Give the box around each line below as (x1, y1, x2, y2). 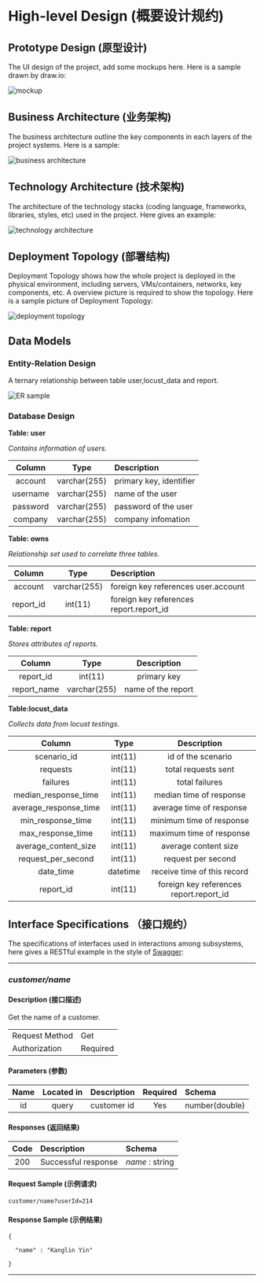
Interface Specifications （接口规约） (8, 917, 194, 931)
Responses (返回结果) (8, 1123, 80, 1132)
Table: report (8, 624, 52, 634)
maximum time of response (149, 828, 251, 839)
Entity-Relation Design (8, 358, 97, 369)
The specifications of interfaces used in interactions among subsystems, (8, 939, 244, 948)
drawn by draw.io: (8, 71, 67, 79)
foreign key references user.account (110, 581, 245, 592)
